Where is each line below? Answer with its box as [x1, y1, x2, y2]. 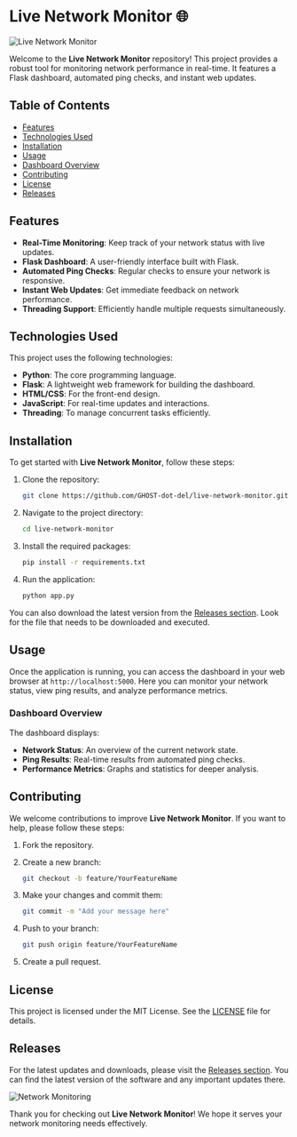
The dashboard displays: [9, 727, 100, 738]
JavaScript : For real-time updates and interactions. [21, 398, 210, 409]
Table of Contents [9, 98, 111, 113]
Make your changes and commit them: [21, 890, 163, 901]
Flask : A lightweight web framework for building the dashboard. [21, 380, 255, 390]
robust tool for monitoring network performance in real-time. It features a [9, 62, 277, 73]
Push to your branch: [21, 923, 99, 934]
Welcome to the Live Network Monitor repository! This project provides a [9, 53, 278, 64]
